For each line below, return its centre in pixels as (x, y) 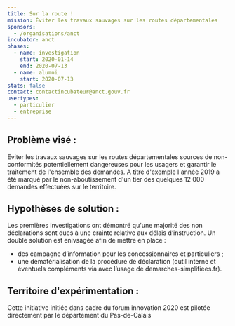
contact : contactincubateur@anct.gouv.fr (69, 92)
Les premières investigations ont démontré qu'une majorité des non (105, 226)
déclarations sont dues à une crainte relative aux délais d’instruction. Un (112, 233)
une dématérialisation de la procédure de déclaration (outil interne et (116, 262)
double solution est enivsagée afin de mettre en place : (87, 240)
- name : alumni (36, 72)
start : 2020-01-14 (47, 60)
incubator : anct (31, 40)
